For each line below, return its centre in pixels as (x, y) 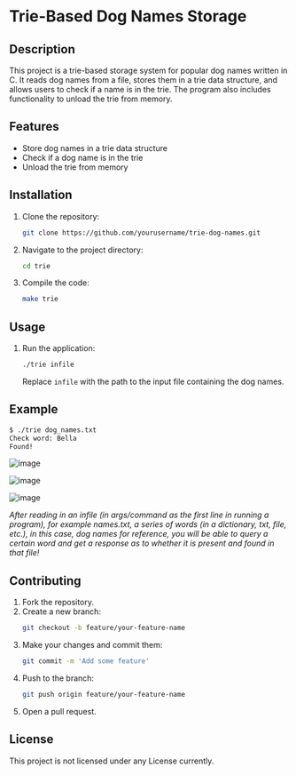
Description (42, 49)
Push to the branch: (58, 678)
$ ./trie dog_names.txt (53, 430)
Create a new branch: (62, 611)
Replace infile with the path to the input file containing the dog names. (153, 381)
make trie (40, 300)
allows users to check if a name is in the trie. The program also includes (140, 89)
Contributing (45, 581)
